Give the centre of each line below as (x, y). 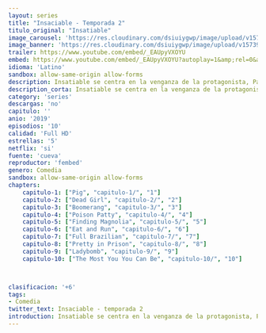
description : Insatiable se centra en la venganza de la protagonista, (129, 82)
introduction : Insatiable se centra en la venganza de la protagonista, (131, 317)
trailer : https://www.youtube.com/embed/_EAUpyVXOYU (97, 52)
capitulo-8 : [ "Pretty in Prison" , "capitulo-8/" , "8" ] (115, 244)
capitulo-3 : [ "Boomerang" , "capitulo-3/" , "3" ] (102, 207)
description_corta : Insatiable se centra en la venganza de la (115, 89)
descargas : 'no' (35, 104)
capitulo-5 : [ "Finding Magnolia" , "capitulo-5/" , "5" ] (115, 222)
